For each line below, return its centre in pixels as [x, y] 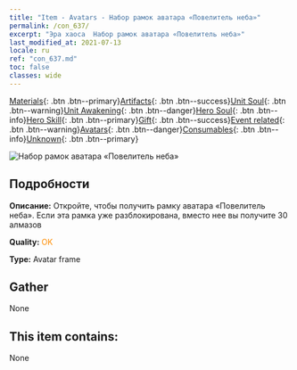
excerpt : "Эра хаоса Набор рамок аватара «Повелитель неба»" [127, 34]
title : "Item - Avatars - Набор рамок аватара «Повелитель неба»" [135, 17]
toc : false [29, 68]
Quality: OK [31, 242]
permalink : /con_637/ [49, 26]
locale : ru [29, 51]
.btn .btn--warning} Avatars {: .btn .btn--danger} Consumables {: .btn [132, 129]
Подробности [49, 184]
